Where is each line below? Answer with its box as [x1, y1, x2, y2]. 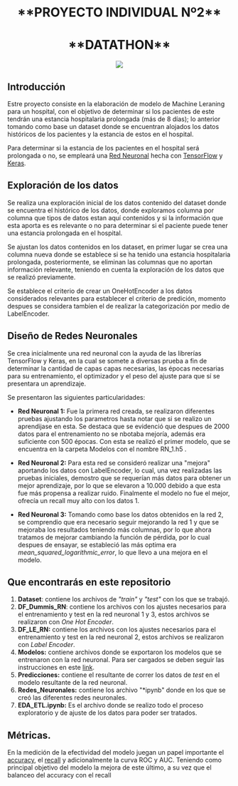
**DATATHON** [67, 37, 171, 53]
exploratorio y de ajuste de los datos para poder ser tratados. [17, 708, 198, 717]
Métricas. [7, 729, 51, 741]
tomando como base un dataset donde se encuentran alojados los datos [7, 122, 220, 130]
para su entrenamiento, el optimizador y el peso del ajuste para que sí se [7, 371, 220, 380]
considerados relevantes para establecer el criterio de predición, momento [7, 294, 226, 303]
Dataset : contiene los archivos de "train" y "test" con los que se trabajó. [17, 595, 229, 604]
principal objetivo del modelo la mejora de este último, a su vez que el [7, 763, 212, 772]
